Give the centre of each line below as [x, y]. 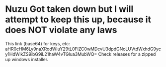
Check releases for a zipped [127, 54]
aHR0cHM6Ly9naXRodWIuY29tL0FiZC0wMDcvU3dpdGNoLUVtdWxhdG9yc [83, 49]
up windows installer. [27, 59]
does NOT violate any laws [61, 30]
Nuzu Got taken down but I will [69, 9]
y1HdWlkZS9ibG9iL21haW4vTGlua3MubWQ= [51, 54]
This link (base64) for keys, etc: [38, 43]
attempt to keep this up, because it [78, 19]
